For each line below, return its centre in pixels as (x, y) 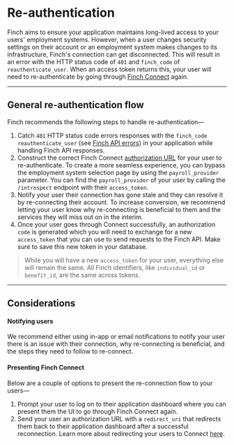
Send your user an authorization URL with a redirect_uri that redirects (119, 418)
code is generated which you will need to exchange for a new (104, 232)
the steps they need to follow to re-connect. (70, 352)
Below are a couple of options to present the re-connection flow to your (110, 383)
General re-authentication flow (76, 105)
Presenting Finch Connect (46, 367)
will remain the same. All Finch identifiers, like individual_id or (115, 267)
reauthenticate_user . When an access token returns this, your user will (109, 69)
